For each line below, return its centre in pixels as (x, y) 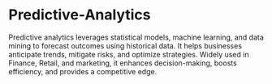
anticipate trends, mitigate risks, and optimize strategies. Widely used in (129, 54)
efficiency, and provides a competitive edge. (83, 71)
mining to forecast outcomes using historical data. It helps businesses (125, 45)
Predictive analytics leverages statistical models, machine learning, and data (136, 37)
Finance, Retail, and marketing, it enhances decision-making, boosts (123, 63)
